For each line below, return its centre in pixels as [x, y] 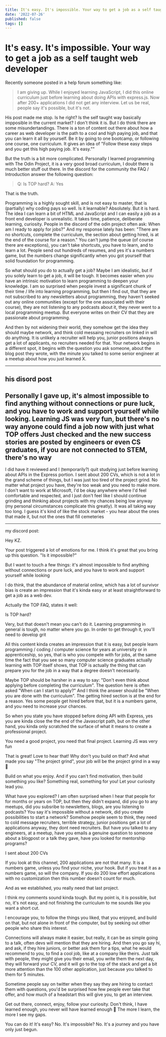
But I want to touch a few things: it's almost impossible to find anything [77, 565]
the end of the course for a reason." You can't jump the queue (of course [79, 240]
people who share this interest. [37, 928]
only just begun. [21, 1030]
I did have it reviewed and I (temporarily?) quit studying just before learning [82, 470]
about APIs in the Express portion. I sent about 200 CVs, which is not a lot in [83, 475]
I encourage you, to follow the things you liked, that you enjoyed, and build [81, 918]
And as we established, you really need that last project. [62, 888]
